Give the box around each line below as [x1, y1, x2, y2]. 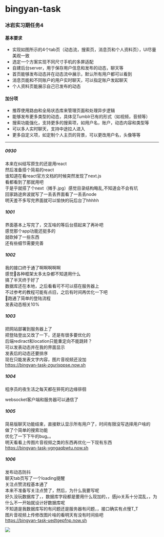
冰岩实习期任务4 [5, 22, 44, 29]
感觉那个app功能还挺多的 [5, 228, 56, 234]
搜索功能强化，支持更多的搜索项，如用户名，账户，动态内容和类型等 [12, 119, 149, 125]
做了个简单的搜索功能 [5, 427, 48, 433]
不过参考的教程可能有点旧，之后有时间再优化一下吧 [5, 289, 108, 295]
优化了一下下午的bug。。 [5, 433, 54, 439]
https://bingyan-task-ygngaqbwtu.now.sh [5, 445, 89, 451]
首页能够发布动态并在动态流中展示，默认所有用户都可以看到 [12, 71, 132, 77]
